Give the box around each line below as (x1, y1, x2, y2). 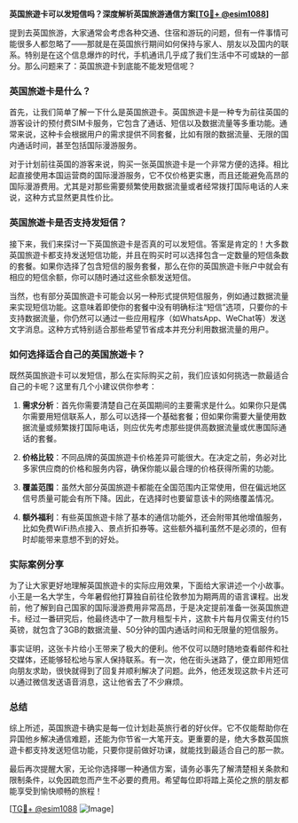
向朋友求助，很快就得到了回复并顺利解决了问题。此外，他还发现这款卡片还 (9, 665, 281, 677)
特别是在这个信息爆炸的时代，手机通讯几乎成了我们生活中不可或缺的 (24, 50, 273, 60)
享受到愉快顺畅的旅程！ (16, 786, 103, 796)
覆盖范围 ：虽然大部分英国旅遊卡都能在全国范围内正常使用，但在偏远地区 (21, 482, 286, 492)
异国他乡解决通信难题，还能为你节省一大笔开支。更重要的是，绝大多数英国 (9, 733, 281, 744)
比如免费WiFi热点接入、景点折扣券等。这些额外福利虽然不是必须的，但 (21, 522, 279, 533)
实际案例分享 (9, 558, 65, 570)
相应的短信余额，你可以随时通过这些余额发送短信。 (9, 271, 196, 282)
